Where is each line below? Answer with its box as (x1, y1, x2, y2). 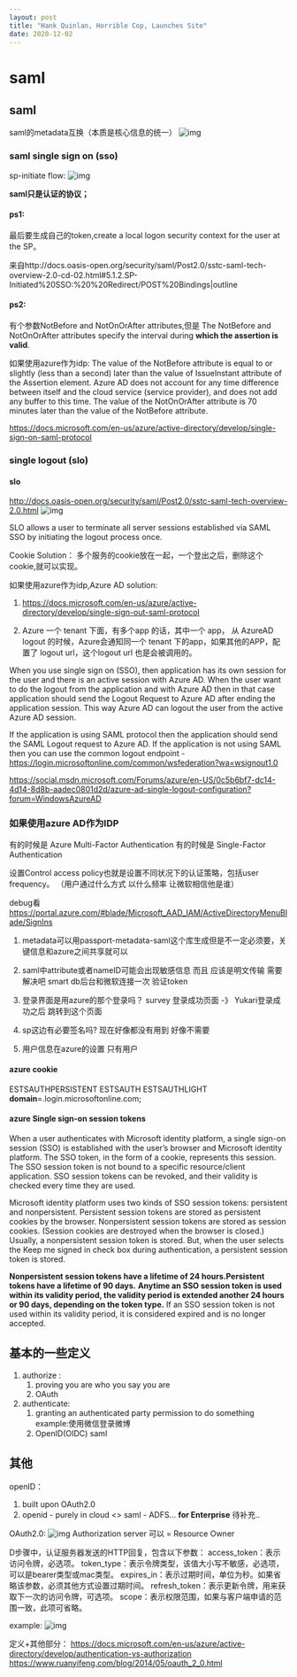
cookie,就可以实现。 (9, 561, 83, 572)
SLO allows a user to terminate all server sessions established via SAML (9, 522, 271, 533)
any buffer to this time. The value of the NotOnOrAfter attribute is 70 (9, 396, 257, 407)
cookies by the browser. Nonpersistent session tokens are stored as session (9, 1216, 287, 1226)
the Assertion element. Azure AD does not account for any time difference (9, 377, 279, 388)
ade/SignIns (9, 916, 53, 927)
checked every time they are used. (9, 1179, 135, 1191)
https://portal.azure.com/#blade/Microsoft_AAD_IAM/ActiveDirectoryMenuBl (9, 907, 288, 917)
